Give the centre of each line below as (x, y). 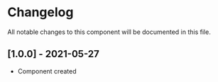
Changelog (40, 12)
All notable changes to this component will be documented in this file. (109, 32)
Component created (47, 71)
